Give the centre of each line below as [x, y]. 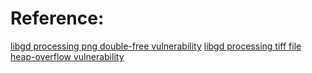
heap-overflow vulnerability [67, 56]
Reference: [57, 18]
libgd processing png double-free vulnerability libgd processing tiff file [156, 46]
